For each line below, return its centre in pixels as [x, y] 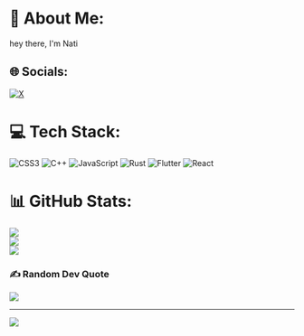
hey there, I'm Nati [44, 43]
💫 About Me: [57, 19]
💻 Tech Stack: [65, 131]
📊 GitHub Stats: [71, 201]
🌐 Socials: [39, 72]
